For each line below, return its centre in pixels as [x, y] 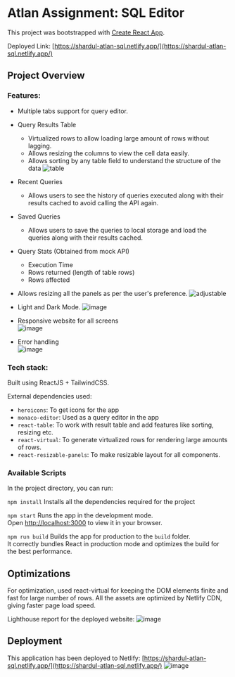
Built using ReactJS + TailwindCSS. [58, 382]
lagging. [40, 146]
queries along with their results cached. [85, 238]
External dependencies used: [50, 396]
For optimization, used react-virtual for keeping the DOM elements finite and [118, 591]
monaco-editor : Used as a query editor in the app [88, 417]
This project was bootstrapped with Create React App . [86, 32]
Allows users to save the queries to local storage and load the [118, 230]
